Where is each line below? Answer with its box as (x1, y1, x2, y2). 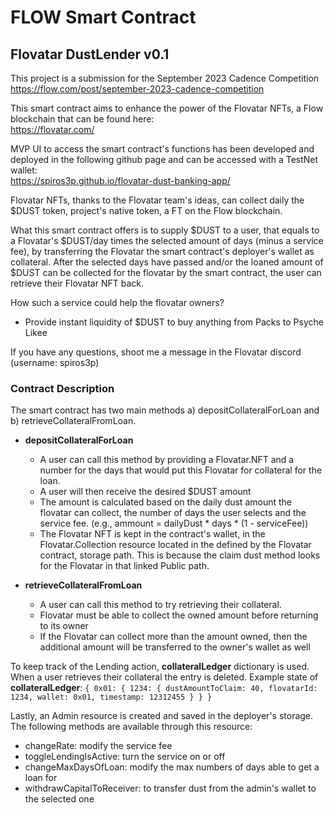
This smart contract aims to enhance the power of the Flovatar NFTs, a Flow (10, 102, 324, 114)
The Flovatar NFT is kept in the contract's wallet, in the (39, 528, 266, 540)
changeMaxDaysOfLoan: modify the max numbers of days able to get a (24, 761, 320, 773)
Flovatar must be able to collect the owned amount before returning (39, 609, 319, 621)
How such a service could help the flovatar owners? (10, 297, 225, 308)
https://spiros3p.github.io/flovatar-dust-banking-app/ (10, 175, 231, 186)
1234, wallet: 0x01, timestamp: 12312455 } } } (10, 692, 213, 703)
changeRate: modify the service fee (24, 740, 173, 752)
